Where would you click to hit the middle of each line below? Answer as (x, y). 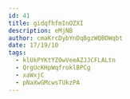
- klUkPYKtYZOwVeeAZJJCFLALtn (65, 61)
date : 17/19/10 (33, 46)
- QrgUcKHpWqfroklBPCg (53, 68)
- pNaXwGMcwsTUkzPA (48, 82)
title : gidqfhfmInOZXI (46, 23)
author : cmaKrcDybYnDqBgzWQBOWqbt (66, 38)
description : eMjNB (41, 30)
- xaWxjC (30, 75)
